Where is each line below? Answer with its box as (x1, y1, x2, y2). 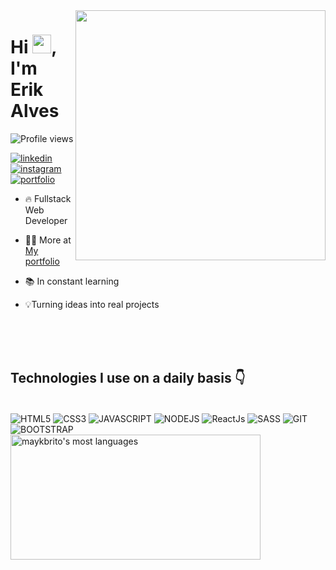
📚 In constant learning (24, 275, 120, 287)
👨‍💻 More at (24, 234, 72, 246)
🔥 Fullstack (24, 192, 72, 204)
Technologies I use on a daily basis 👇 (10, 370, 246, 387)
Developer (24, 214, 68, 226)
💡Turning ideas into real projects (24, 298, 160, 310)
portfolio (24, 255, 60, 267)
